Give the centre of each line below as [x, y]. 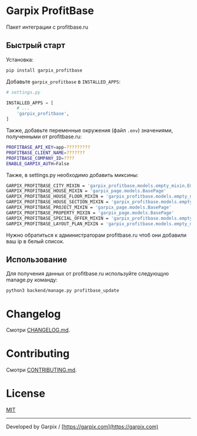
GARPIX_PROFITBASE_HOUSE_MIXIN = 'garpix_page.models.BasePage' [86, 191]
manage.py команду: [32, 280]
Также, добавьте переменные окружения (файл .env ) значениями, [90, 130]
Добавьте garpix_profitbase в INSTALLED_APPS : [63, 81]
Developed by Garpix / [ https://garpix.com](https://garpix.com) [82, 427]
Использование [37, 259]
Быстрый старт [36, 45]
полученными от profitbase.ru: [44, 137]
